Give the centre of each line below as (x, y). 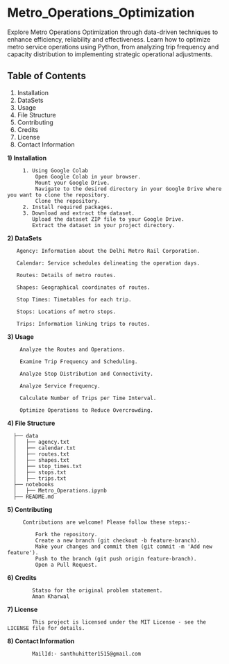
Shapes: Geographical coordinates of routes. (83, 287)
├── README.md (34, 497)
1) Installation (27, 158)
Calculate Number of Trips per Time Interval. (88, 398)
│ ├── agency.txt (42, 442)
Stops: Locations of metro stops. (66, 312)
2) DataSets (25, 238)
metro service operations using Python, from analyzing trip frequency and (113, 47)
